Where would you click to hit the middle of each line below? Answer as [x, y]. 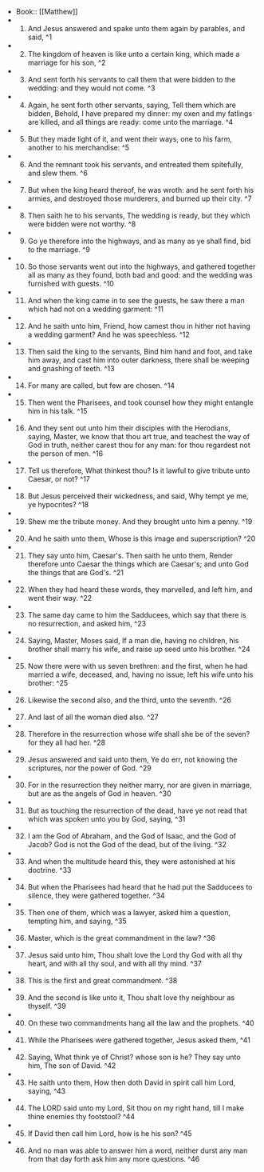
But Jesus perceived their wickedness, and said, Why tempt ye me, [138, 496]
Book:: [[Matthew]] [47, 12]
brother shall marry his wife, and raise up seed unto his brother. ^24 [139, 649]
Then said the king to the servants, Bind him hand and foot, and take [140, 352]
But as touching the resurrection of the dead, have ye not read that [137, 810]
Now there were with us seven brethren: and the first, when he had [138, 666]
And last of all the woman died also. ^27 [93, 717]
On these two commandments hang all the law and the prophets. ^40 [141, 1023]
